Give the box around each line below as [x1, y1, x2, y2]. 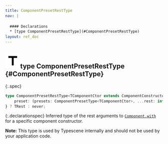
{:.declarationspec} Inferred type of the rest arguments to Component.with [5, 113, 156, 119]
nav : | [5, 13, 19, 18]
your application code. [5, 133, 51, 139]
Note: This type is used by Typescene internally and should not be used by [5, 128, 160, 134]
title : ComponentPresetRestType [5, 8, 72, 13]
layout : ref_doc [5, 34, 39, 39]
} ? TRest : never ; [5, 104, 46, 109]
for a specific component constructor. [5, 118, 83, 124]
